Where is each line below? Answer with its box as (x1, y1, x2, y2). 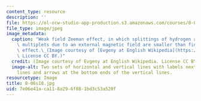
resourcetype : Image (6, 75, 58, 81)
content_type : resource (6, 8, 66, 15)
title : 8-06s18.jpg (6, 81, 55, 87)
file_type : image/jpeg (6, 25, 63, 31)
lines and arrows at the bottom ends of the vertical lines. (17, 70, 172, 75)
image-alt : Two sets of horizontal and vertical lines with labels (11, 64, 184, 70)
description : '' (6, 14, 47, 20)
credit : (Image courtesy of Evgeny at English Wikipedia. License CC (11, 58, 188, 64)
